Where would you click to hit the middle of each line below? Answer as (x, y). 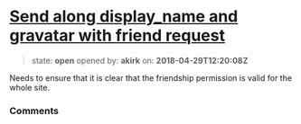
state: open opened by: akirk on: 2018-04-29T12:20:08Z (140, 60)
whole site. (30, 87)
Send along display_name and (124, 17)
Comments (34, 111)
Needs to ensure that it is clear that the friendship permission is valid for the (150, 77)
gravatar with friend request (118, 35)
